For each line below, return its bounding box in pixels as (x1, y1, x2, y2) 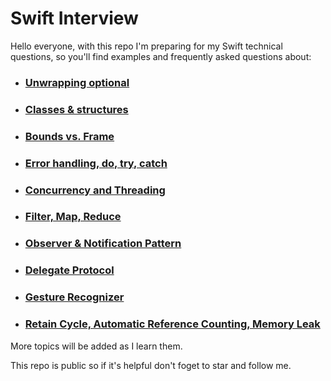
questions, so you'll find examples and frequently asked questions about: (10, 50, 312, 62)
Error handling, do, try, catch (24, 156, 168, 170)
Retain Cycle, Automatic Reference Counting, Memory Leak (24, 317, 321, 331)
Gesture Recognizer (24, 290, 125, 304)
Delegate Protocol (24, 263, 115, 277)
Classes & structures (24, 102, 129, 116)
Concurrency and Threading (24, 183, 166, 197)
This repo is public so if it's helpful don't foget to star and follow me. (10, 359, 292, 371)
